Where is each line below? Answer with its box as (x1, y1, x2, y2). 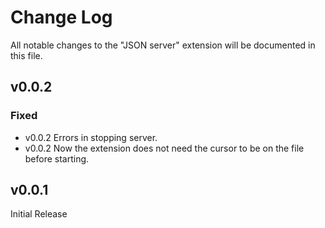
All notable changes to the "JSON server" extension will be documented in (10, 39, 316, 51)
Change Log (10, 6, 113, 29)
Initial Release (10, 208, 68, 220)
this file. (10, 49, 43, 61)
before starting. (24, 152, 90, 165)
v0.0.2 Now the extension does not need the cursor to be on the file (24, 142, 305, 154)
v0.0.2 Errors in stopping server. (24, 131, 158, 143)
